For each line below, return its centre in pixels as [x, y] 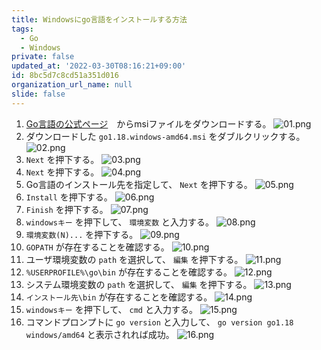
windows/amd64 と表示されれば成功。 [100, 334]
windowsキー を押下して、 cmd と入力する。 [111, 309]
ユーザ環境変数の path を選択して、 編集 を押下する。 [134, 259]
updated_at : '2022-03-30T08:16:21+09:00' [99, 66]
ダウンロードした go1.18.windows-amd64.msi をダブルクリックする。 [165, 136]
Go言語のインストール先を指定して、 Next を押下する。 [139, 184]
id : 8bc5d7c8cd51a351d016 [65, 76]
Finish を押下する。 [67, 209]
